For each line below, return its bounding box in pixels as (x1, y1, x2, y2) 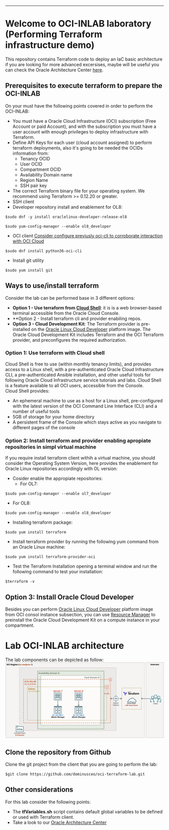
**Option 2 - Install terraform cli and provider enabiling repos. (12, 315, 142, 321)
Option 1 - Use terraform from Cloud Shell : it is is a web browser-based (12, 304, 162, 311)
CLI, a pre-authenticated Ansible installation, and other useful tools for (5, 372, 151, 378)
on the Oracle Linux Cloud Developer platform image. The (31, 326, 151, 332)
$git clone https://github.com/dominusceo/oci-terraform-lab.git (5, 771, 145, 776)
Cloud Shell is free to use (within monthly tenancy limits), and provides (5, 361, 151, 367)
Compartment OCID (20, 166, 61, 172)
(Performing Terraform (5, 29, 103, 40)
